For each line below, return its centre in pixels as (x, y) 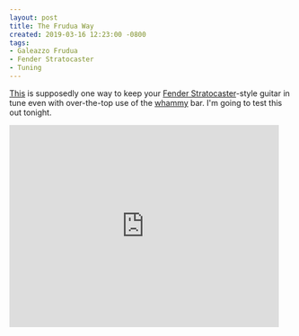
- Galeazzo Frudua (44, 51)
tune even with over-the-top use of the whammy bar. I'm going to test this (146, 102)
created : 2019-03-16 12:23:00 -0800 (78, 34)
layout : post (34, 18)
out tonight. (31, 112)
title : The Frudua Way (52, 26)
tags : (19, 43)
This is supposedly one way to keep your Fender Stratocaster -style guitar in (149, 93)
